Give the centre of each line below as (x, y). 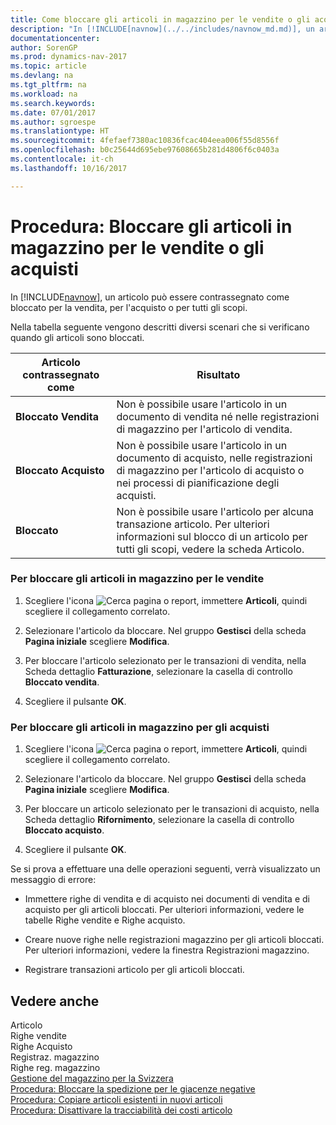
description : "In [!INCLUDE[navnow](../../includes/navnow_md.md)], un (162, 29)
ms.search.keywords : (53, 103)
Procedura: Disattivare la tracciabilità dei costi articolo (121, 1110)
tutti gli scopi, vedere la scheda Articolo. (210, 549)
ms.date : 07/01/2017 (53, 112)
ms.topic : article (48, 66)
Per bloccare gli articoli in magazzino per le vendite (137, 579)
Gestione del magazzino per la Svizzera (92, 1078)
